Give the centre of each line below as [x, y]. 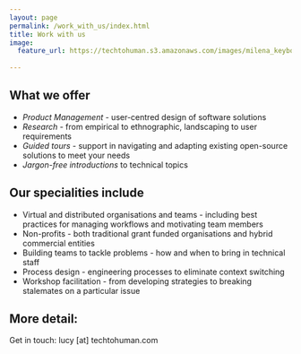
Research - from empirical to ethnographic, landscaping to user [140, 126]
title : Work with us [48, 34]
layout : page [34, 17]
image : [21, 43]
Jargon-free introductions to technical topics [105, 164]
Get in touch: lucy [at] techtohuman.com [84, 341]
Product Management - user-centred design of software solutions [144, 117]
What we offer [50, 95]
